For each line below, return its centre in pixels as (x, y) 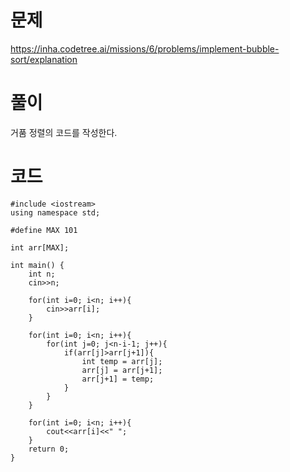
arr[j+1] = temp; (118, 379)
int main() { (37, 265)
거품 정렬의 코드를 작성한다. (64, 132)
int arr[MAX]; (40, 247)
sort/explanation (44, 59)
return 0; (49, 449)
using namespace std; (55, 212)
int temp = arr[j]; (122, 361)
